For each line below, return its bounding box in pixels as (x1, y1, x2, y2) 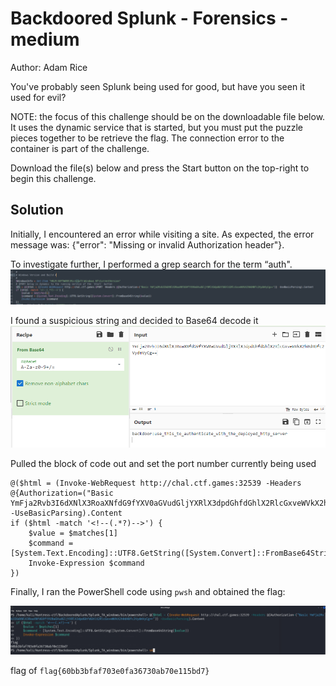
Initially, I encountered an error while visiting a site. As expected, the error (10, 228, 315, 240)
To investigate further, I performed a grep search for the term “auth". (10, 258, 293, 270)
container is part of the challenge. (10, 142, 150, 154)
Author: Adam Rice (10, 61, 88, 73)
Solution (10, 202, 64, 219)
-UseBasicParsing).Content (10, 508, 123, 518)
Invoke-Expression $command (28, 558, 145, 568)
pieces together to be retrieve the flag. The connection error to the (10, 132, 285, 144)
